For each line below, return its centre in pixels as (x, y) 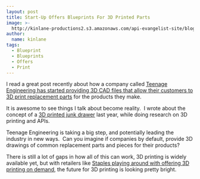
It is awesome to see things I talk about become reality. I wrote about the (96, 109)
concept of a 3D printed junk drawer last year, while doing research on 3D (97, 115)
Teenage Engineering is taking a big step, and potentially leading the (90, 132)
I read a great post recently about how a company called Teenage (87, 84)
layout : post (22, 12)
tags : (13, 45)
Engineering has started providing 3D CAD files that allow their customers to (100, 91)
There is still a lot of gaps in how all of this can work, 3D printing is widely (96, 157)
